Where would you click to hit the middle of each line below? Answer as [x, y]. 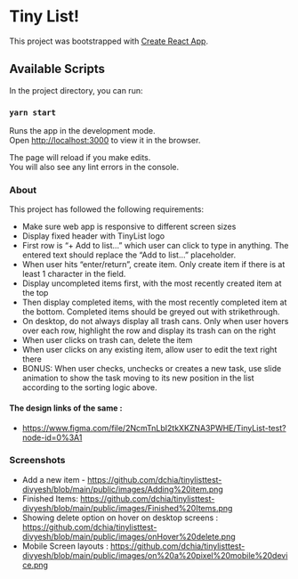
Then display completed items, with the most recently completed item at [154, 302]
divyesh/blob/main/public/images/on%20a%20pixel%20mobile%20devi [155, 555]
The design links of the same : [66, 408]
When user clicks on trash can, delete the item [107, 340]
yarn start [32, 112]
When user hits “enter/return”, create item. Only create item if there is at [153, 265]
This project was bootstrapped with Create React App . [109, 41]
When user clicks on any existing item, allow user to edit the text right [149, 350]
